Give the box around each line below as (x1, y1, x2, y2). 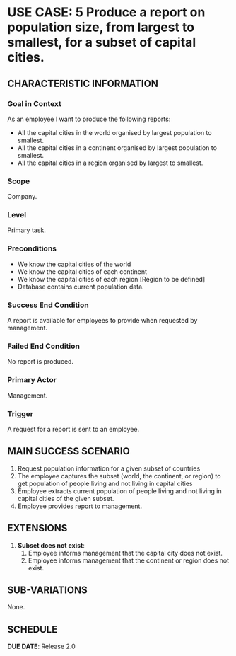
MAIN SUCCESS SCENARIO (7, 445, 131, 457)
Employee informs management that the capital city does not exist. (28, 548, 223, 557)
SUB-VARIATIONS (7, 584, 88, 596)
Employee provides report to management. (17, 502, 143, 510)
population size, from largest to (7, 19, 195, 35)
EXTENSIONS (7, 522, 68, 534)
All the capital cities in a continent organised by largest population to (17, 143, 218, 152)
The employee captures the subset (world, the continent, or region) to (17, 471, 221, 480)
